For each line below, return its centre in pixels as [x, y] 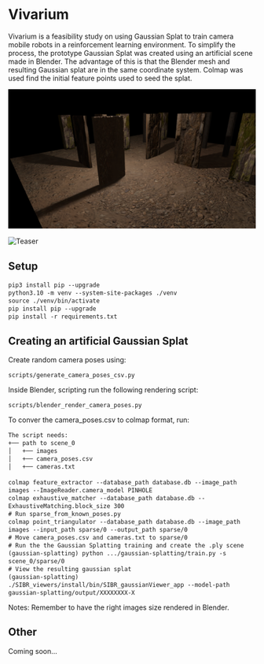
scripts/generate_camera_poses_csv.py [71, 376]
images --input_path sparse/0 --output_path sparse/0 [98, 530]
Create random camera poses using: [67, 360]
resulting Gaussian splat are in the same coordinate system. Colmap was [126, 69]
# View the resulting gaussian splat [70, 569]
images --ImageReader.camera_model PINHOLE [81, 491]
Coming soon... [33, 651]
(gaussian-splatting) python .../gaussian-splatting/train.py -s [117, 554]
